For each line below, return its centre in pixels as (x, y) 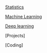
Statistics (15, 7)
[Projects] (15, 36)
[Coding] (14, 45)
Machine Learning (23, 16)
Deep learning (20, 26)
